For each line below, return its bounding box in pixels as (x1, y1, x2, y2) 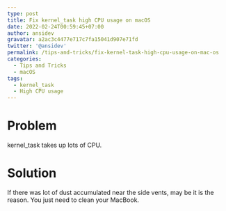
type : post (7, 10, 39, 17)
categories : (7, 56, 42, 63)
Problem (7, 118, 57, 134)
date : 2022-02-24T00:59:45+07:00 (7, 23, 104, 30)
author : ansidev (7, 29, 54, 37)
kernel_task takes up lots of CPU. (7, 141, 102, 150)
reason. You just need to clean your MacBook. (7, 196, 140, 204)
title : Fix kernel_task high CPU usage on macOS (7, 17, 151, 24)
